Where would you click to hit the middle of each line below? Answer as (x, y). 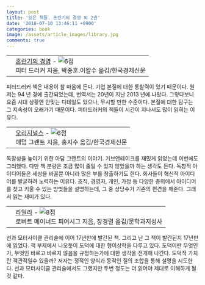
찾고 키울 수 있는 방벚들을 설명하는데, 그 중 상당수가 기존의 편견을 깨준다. (99, 189)
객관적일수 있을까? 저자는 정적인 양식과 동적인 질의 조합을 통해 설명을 (95, 261)
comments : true (26, 40)
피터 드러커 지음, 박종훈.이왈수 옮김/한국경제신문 (81, 70)
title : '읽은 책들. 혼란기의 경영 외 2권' (53, 18)
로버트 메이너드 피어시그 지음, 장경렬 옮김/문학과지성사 (89, 222)
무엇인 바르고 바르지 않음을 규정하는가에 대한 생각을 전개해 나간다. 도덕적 (101, 253)
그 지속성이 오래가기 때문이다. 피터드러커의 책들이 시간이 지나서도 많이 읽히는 (98, 110)
